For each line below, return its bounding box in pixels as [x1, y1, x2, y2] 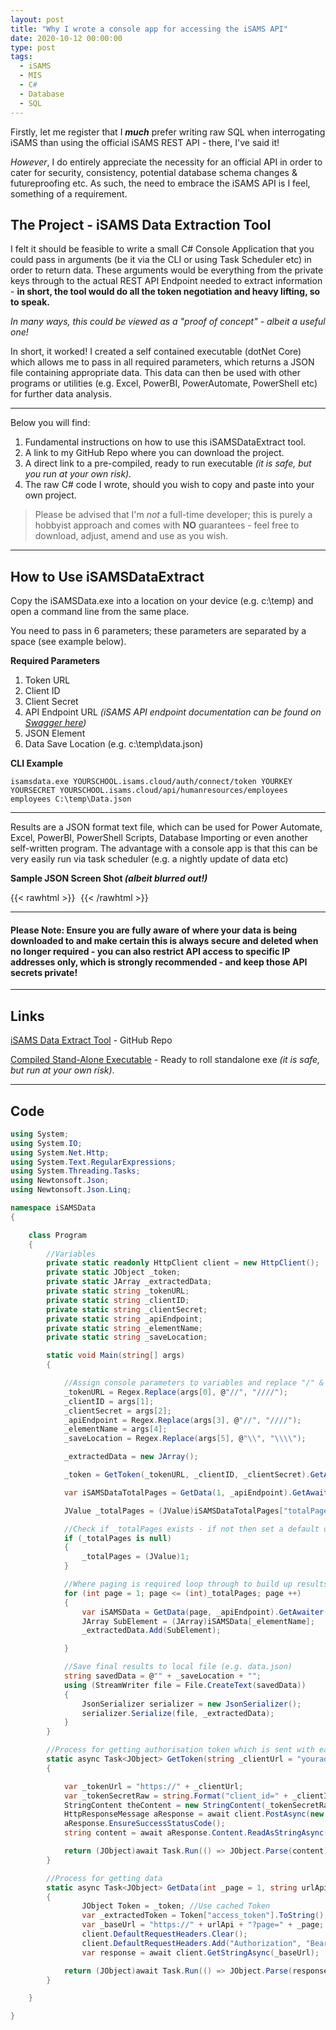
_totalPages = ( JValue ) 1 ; [81, 1552, 190, 1562]
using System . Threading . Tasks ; [10, 1166, 141, 1176]
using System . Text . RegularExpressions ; [10, 1157, 177, 1167]
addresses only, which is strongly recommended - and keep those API [10, 956, 308, 968]
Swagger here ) [24, 717, 87, 729]
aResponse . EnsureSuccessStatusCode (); [63, 1819, 226, 1829]
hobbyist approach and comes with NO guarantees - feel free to [34, 519, 300, 531]
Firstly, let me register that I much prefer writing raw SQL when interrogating [10, 126, 326, 138]
